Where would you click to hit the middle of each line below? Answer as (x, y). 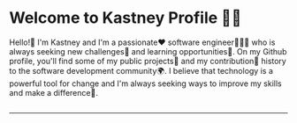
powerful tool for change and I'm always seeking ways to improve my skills (145, 83)
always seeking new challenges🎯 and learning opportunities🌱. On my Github (148, 51)
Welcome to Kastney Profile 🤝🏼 (126, 18)
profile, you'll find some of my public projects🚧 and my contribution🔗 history (148, 61)
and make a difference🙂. (54, 92)
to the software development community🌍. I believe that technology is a (141, 70)
